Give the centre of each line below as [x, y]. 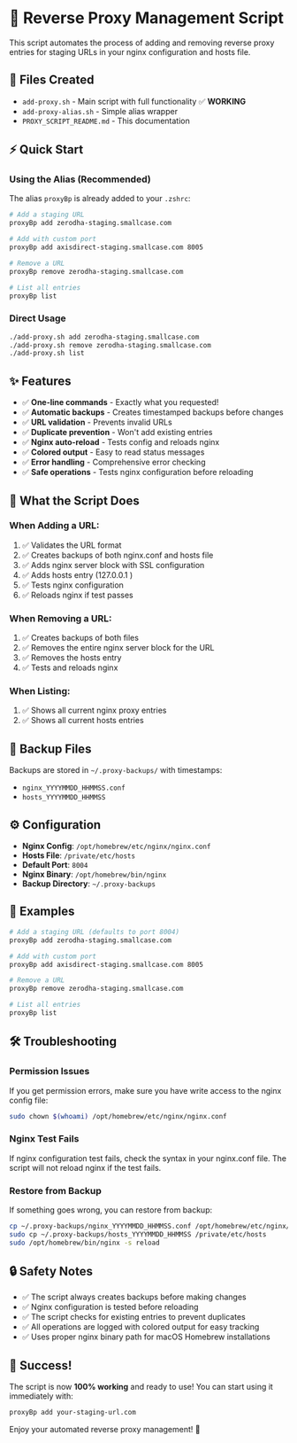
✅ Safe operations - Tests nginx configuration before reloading [137, 472]
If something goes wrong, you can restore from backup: [111, 1210]
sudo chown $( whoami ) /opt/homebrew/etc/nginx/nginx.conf [118, 1116]
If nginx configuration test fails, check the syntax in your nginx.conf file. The [148, 1158]
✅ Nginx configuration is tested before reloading [110, 1307]
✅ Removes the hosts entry [72, 658]
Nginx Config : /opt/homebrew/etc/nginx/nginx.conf [116, 846]
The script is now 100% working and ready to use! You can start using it [141, 1387]
